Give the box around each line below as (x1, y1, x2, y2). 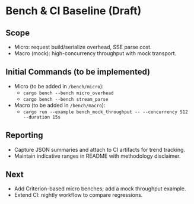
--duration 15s (23, 114, 61, 120)
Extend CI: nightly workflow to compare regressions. (14, 192, 143, 199)
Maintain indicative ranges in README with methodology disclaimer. (14, 152, 181, 160)
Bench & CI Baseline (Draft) (5, 4, 142, 18)
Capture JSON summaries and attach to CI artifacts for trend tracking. (14, 146, 185, 153)
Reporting (5, 130, 43, 141)
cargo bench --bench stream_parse (23, 96, 109, 102)
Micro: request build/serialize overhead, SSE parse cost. (14, 43, 152, 50)
